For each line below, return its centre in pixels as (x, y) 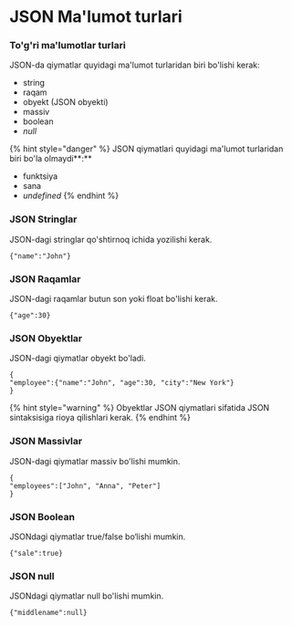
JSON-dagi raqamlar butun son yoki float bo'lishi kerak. (114, 299)
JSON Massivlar (46, 442)
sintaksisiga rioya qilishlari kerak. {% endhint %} (100, 418)
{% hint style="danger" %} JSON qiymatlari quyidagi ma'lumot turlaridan (146, 149)
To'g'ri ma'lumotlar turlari (68, 46)
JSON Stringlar (43, 219)
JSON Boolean (42, 516)
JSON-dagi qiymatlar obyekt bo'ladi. (78, 359)
